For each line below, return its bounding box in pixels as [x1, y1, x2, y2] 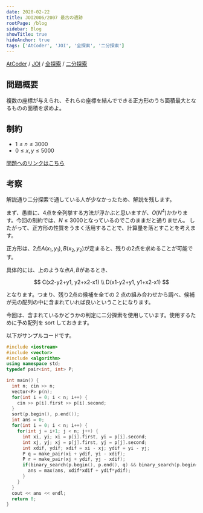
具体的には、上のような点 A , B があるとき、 [6, 266, 111, 273]
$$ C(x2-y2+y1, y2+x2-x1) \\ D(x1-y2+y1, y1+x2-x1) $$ [34, 278, 169, 286]
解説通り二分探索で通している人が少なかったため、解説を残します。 [6, 196, 175, 203]
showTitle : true [6, 32, 47, 38]
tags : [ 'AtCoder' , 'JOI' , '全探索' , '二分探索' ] [6, 43, 125, 49]
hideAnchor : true [6, 37, 50, 43]
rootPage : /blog [6, 20, 47, 26]
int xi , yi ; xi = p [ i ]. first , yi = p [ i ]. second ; [22, 434, 147, 440]
